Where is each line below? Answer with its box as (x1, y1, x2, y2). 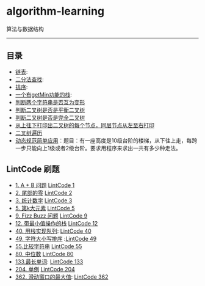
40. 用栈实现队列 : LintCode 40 (15, 227, 92, 235)
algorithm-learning (6, 4, 105, 18)
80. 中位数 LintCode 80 (15, 250, 74, 257)
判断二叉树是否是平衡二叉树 (15, 106, 85, 114)
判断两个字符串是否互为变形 (15, 98, 85, 106)
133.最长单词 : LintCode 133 (15, 258, 84, 265)
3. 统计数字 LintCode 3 (15, 197, 73, 204)
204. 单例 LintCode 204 (15, 265, 75, 273)
